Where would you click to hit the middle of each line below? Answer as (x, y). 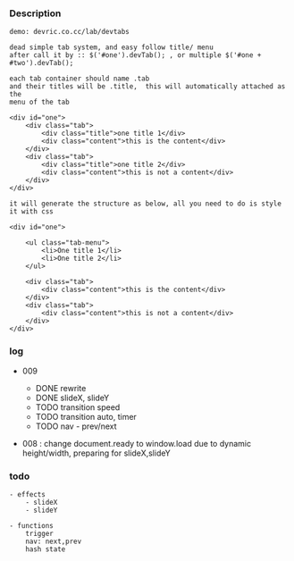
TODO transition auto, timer (86, 416)
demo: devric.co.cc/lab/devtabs (69, 32)
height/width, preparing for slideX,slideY (97, 453)
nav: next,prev (54, 541)
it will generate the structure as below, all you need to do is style (145, 204)
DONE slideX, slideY (72, 398)
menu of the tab (39, 102)
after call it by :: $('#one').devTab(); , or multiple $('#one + (135, 55)
